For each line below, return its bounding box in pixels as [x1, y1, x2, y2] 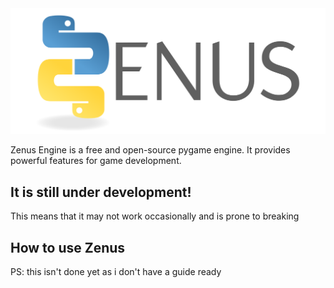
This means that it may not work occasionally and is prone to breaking [10, 210, 300, 222]
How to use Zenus [10, 239, 126, 256]
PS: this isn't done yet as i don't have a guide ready [10, 265, 222, 277]
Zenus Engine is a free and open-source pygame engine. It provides [10, 144, 291, 156]
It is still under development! [10, 183, 192, 201]
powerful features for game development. [10, 155, 182, 167]
